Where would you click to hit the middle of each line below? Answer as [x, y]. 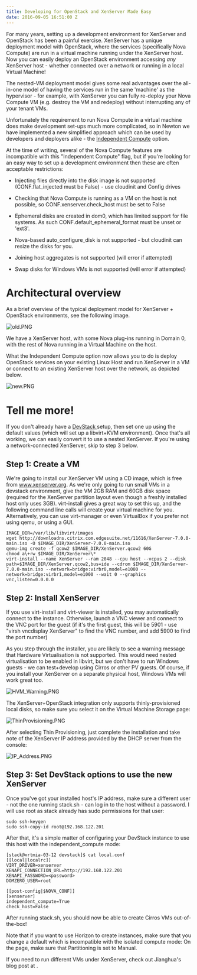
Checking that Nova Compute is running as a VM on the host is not [96, 198]
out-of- [183, 918]
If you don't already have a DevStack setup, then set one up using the [91, 427]
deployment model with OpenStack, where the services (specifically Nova [96, 46]
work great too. [25, 680]
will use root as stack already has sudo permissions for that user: [85, 811]
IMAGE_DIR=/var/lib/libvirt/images [50, 533]
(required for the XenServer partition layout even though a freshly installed [96, 497]
